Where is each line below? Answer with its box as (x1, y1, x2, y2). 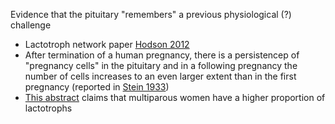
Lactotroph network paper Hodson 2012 (24, 39, 190, 50)
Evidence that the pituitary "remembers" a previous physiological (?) (10, 9, 292, 20)
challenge (10, 19, 52, 31)
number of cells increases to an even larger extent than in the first (24, 70, 297, 82)
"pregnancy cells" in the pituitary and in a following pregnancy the (24, 60, 298, 71)
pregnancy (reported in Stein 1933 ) (24, 81, 170, 93)
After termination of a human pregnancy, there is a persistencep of (24, 49, 300, 61)
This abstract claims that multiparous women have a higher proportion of (24, 92, 326, 103)
